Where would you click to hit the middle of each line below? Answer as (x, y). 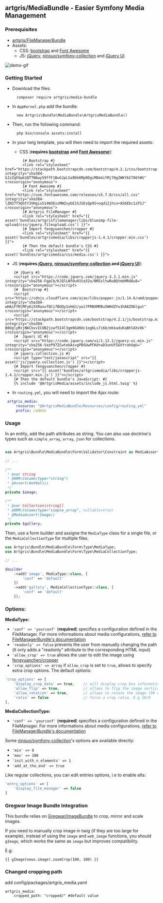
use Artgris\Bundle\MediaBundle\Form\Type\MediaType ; (61, 547)
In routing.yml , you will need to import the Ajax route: (66, 393)
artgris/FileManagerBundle (39, 40)
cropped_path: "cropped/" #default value (56, 896)
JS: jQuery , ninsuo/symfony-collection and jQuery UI (72, 56)
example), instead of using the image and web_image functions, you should (78, 836)
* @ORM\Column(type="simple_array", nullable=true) (60, 510)
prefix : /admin (31, 411)
